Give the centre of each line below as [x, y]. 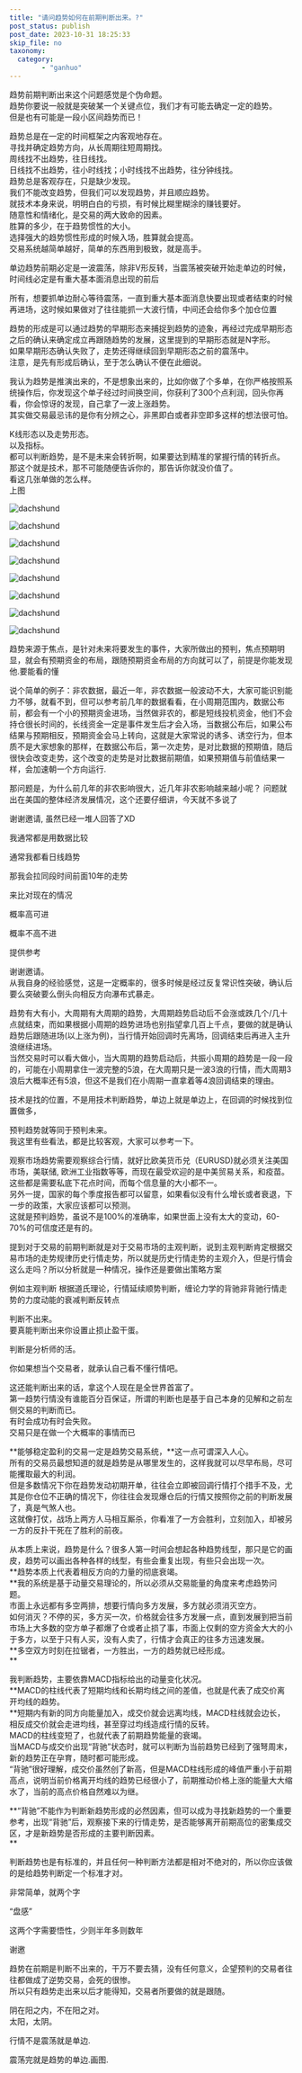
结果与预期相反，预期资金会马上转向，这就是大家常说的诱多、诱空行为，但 [147, 735]
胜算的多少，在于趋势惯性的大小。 [72, 226]
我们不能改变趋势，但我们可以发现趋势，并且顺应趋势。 [111, 192]
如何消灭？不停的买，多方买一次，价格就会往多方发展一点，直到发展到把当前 [151, 1616]
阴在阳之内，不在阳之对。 [57, 2010]
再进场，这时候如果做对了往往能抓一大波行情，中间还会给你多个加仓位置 [143, 309]
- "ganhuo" [62, 68]
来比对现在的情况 [41, 895]
